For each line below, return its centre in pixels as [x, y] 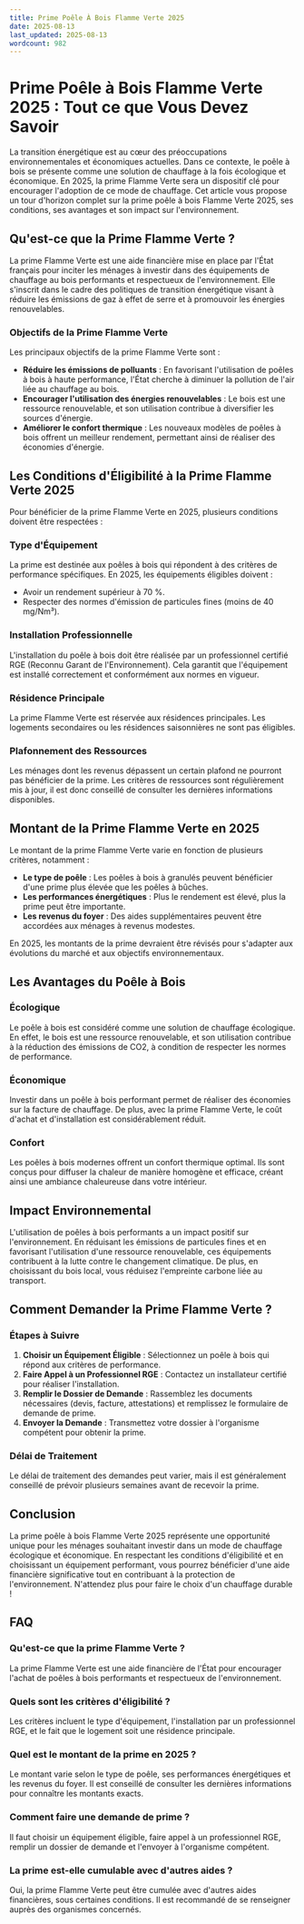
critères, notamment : [49, 860]
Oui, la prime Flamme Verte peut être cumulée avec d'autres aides [133, 1889]
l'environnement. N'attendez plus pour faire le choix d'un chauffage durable [151, 1584]
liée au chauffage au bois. [71, 389]
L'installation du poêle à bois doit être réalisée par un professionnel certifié [149, 655]
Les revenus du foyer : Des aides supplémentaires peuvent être [142, 916]
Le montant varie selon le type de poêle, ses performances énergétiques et [150, 1774]
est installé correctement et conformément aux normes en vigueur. [135, 674]
